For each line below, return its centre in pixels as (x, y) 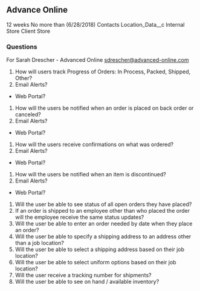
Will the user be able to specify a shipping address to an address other (103, 236)
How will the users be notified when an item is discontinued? (90, 175)
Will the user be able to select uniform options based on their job (95, 263)
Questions (22, 47)
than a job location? (40, 243)
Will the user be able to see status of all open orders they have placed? (103, 204)
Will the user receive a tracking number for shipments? (83, 275)
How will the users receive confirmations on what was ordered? (94, 144)
